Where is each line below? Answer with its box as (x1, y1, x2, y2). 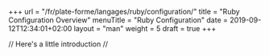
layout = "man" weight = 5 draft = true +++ (73, 24, 217, 33)
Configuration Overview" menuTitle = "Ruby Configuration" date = (8, 15, 228, 25)
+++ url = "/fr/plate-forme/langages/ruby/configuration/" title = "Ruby (8, 7, 240, 16)
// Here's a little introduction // (8, 39, 109, 49)
